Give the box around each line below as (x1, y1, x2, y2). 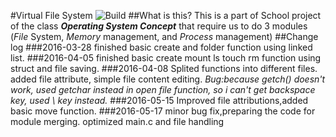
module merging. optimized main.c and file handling (10, 116, 225, 127)
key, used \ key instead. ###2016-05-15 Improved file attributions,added (10, 95, 309, 106)
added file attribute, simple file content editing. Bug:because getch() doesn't (10, 73, 326, 85)
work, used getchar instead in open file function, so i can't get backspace (10, 84, 316, 95)
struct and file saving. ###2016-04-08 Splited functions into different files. (10, 63, 318, 74)
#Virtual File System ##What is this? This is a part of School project (10, 10, 322, 21)
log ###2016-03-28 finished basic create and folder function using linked (10, 41, 313, 53)
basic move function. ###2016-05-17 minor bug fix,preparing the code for (10, 105, 316, 117)
